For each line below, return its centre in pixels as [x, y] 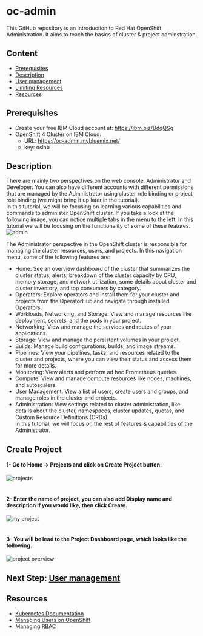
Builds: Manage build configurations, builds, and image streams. [95, 346]
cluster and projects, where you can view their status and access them [103, 359]
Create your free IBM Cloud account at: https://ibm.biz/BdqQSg [94, 128]
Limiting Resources [39, 87]
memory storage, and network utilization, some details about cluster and [105, 282]
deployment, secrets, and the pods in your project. [78, 321]
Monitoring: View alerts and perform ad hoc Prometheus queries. [96, 372]
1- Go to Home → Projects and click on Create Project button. [84, 465]
